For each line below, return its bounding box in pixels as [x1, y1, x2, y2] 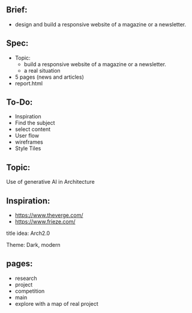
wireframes [14, 138, 43, 146]
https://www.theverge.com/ [14, 211, 83, 219]
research [14, 275, 37, 282]
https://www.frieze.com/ [14, 218, 76, 225]
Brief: [6, 5, 28, 15]
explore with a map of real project [14, 300, 99, 307]
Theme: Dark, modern [6, 242, 61, 249]
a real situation [23, 67, 61, 74]
